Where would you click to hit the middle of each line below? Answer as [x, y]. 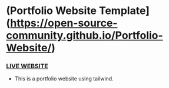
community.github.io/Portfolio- [84, 36]
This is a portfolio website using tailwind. [64, 79]
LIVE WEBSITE [27, 66]
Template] [125, 11]
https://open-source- [64, 23]
